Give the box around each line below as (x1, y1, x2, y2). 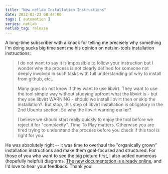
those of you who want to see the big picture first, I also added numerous (5, 153, 157, 159)
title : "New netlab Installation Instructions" (5, 7, 107, 12)
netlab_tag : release (5, 26, 49, 31)
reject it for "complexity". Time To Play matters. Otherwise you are (17, 122, 154, 128)
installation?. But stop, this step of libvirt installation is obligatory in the (17, 101, 163, 107)
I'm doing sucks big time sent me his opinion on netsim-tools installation (5, 45, 154, 51)
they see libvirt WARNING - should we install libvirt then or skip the (17, 96, 155, 102)
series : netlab (5, 21, 37, 26)
